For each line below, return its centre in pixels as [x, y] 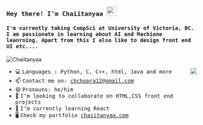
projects [28, 102]
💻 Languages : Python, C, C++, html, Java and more [93, 72]
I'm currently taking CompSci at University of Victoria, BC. [100, 28]
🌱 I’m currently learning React [62, 109]
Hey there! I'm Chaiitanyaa [55, 14]
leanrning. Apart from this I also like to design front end [99, 40]
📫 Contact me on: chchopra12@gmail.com [74, 81]
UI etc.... [22, 46]
